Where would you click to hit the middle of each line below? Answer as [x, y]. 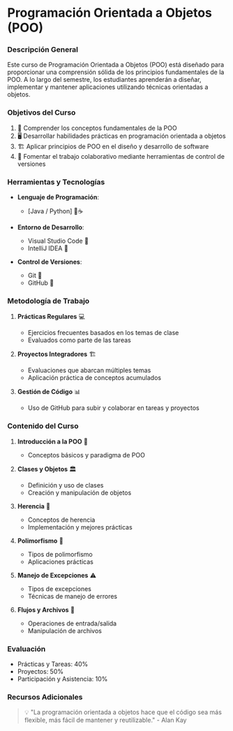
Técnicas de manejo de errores [72, 596]
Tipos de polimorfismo [60, 554]
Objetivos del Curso [42, 113]
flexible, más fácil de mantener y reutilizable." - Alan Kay [105, 720]
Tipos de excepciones [60, 588]
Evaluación [27, 648]
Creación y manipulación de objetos [80, 492]
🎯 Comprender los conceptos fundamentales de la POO [97, 128]
